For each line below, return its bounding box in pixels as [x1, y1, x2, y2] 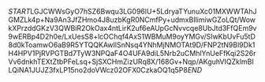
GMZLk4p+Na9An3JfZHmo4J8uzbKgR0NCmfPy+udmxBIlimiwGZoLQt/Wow [8, 15, 256, 24]
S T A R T [8, 7, 31, 16]
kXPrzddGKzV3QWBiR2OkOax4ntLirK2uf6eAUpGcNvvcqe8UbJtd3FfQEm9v [8, 24, 257, 32]
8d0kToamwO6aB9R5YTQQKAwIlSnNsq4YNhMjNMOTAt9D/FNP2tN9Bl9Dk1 [8, 40, 256, 50]
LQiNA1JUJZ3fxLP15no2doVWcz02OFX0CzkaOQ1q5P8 [8, 65, 188, 74]
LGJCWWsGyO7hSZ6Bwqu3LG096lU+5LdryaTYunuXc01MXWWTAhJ [30, 7, 258, 16]
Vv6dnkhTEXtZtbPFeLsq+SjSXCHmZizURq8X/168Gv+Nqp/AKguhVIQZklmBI [8, 57, 255, 66]
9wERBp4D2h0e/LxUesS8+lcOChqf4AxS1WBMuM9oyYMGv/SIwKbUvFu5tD [8, 32, 256, 41]
